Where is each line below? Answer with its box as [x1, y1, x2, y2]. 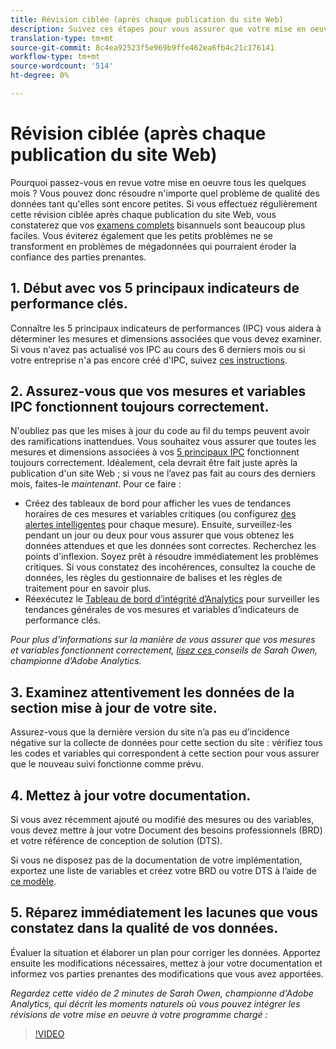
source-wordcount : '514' [10, 61, 114, 71]
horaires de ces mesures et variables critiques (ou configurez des [24, 508, 297, 520]
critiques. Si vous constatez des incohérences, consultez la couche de [24, 561, 316, 573]
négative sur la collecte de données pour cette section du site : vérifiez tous [10, 737, 323, 749]
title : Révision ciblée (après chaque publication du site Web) [10, 14, 284, 25]
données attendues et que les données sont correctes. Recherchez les [24, 540, 317, 552]
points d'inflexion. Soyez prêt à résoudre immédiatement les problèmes [24, 551, 319, 563]
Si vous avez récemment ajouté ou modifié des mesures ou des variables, [10, 814, 315, 826]
